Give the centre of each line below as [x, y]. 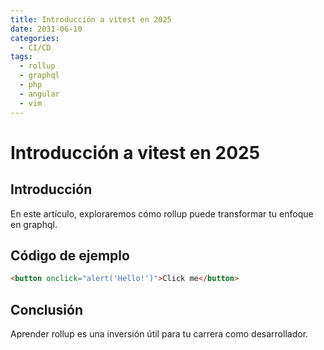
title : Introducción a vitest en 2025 [91, 19]
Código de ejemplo [70, 255]
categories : [35, 38]
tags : [21, 57]
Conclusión [47, 309]
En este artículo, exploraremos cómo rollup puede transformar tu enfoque [162, 213]
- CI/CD [35, 47]
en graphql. [34, 224]
